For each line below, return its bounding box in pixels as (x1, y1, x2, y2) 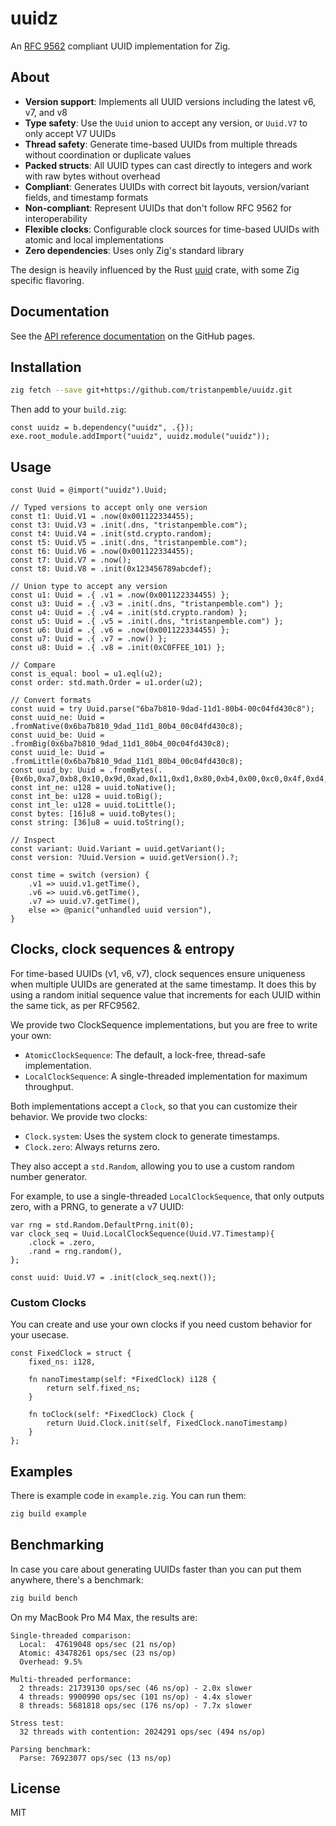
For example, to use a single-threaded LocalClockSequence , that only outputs (10, 1190, 325, 1202)
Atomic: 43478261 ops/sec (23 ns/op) (19, 1648, 177, 1658)
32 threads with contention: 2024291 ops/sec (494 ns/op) (19, 1727, 267, 1737)
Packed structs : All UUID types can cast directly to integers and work (24, 159, 313, 171)
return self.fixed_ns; (46, 1383, 141, 1394)
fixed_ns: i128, (28, 1357, 97, 1367)
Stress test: (10, 1718, 65, 1728)
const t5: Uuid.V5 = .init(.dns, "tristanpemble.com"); (10, 538, 248, 548)
